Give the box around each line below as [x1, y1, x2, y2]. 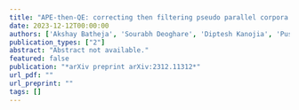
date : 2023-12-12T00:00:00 [9, 21, 109, 30]
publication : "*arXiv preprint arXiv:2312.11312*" [9, 63, 201, 72]
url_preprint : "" [9, 79, 74, 88]
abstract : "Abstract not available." [9, 46, 149, 55]
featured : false [9, 54, 69, 63]
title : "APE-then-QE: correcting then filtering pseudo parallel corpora [9, 12, 289, 22]
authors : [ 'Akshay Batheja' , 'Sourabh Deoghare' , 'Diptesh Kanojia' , [9, 29, 273, 38]
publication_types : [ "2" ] [9, 37, 105, 47]
